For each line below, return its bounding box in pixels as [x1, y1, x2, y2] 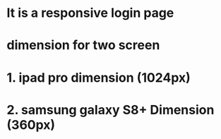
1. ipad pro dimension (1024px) [6, 69, 191, 85]
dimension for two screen [6, 37, 160, 54]
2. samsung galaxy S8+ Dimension [6, 102, 215, 118]
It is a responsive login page [6, 5, 174, 21]
